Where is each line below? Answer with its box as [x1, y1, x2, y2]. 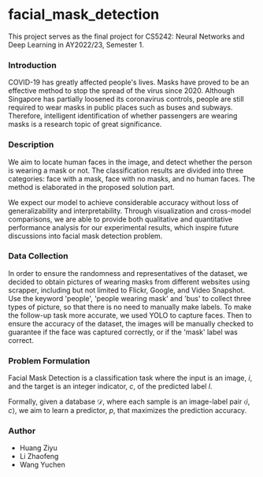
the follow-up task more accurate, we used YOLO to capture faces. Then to [8, 310, 252, 320]
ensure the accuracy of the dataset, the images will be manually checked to [8, 319, 254, 328]
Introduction [8, 59, 57, 70]
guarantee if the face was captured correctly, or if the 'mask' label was [8, 327, 238, 337]
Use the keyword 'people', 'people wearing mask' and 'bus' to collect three [8, 293, 252, 303]
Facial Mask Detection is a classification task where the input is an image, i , [8, 373, 253, 383]
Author [8, 426, 36, 437]
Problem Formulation [8, 355, 91, 366]
